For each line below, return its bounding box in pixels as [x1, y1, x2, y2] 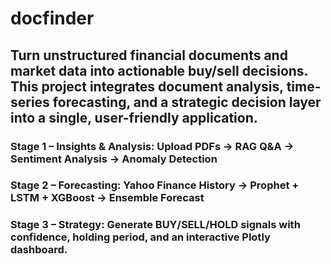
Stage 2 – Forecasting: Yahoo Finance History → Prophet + [10, 178, 300, 192]
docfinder [10, 7, 95, 30]
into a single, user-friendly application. [10, 109, 258, 126]
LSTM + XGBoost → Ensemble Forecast [10, 191, 205, 205]
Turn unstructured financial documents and [10, 47, 288, 64]
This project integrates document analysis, [10, 78, 284, 95]
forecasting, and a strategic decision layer [52, 93, 322, 111]
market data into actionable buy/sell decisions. [10, 62, 308, 79]
